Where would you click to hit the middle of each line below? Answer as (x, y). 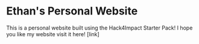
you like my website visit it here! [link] (53, 34)
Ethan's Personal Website (72, 11)
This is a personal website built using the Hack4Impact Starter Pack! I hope (99, 28)
